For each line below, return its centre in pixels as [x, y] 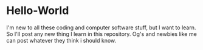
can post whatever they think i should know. [61, 40]
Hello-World [38, 11]
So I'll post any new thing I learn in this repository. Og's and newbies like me [102, 34]
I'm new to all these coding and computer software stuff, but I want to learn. [101, 27]
